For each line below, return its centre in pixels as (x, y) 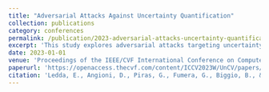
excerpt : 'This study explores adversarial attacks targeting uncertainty (136, 46)
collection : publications (51, 23)
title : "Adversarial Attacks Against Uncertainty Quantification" (121, 16)
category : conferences (46, 30)
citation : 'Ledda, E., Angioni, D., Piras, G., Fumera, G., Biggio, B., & (136, 75)
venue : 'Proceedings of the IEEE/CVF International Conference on (121, 61)
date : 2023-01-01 (37, 53)
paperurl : (25, 68)
